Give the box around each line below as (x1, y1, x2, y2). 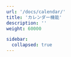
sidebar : (6, 37, 28, 43)
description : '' (6, 20, 47, 26)
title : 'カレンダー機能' (6, 14, 62, 20)
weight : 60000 (6, 25, 42, 32)
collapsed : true (11, 42, 52, 48)
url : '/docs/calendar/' (6, 8, 66, 15)
